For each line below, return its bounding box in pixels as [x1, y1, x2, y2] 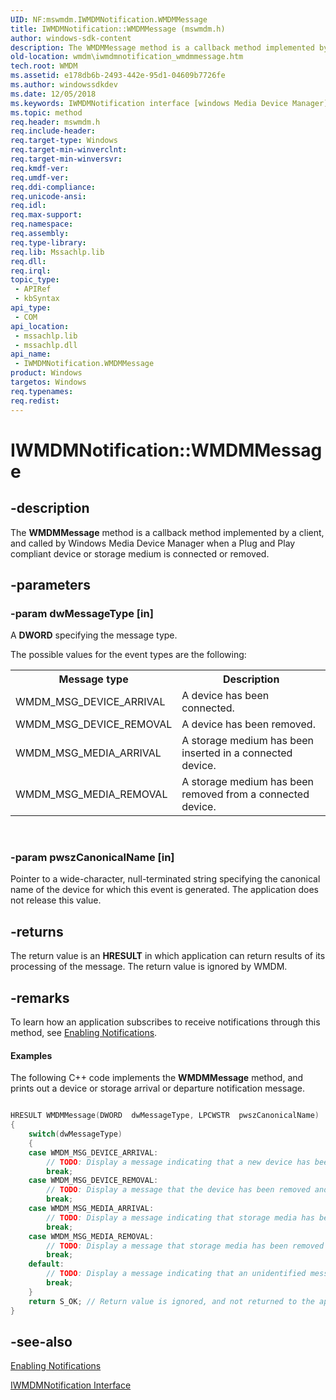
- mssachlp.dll [14, 340, 78, 350]
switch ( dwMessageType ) [28, 1129, 123, 1140]
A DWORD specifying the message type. [10, 629, 178, 641]
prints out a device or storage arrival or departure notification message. [10, 1082, 306, 1095]
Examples [10, 1049, 53, 1061]
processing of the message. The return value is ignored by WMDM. [10, 961, 288, 973]
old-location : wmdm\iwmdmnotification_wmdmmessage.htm [10, 52, 244, 62]
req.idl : [10, 201, 47, 211]
